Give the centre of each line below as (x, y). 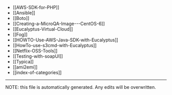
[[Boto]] (21, 18)
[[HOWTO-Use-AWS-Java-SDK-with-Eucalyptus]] (66, 40)
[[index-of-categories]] (37, 73)
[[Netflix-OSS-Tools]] (35, 51)
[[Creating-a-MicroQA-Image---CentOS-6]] (59, 23)
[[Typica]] (23, 62)
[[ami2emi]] (25, 67)
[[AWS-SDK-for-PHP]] (36, 7)
